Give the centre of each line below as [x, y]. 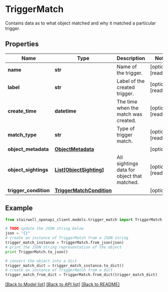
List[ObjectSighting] [79, 169]
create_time [22, 111]
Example [19, 208]
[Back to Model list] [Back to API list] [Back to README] [62, 284]
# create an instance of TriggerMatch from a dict [59, 270]
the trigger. [130, 72]
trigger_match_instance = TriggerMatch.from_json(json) [64, 243]
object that [129, 176]
